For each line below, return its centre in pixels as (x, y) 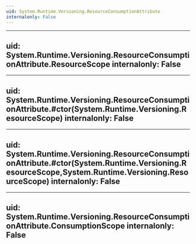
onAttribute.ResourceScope (58, 64)
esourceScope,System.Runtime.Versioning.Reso (97, 172)
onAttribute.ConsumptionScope (66, 226)
